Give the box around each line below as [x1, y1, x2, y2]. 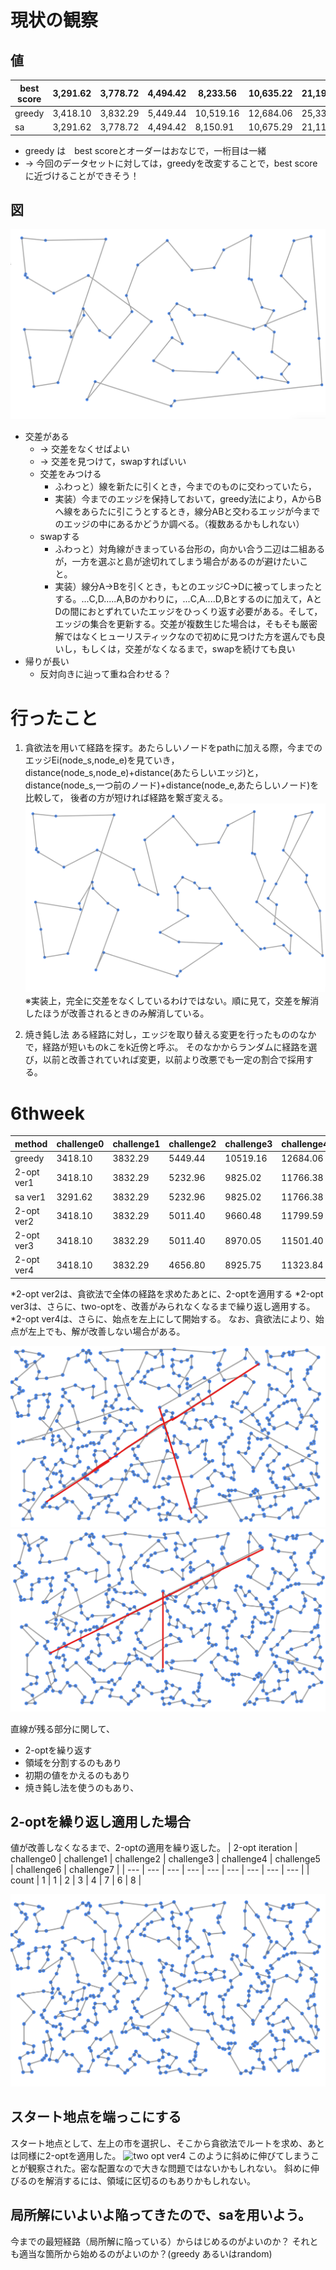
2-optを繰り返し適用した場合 [10, 1814, 191, 1830]
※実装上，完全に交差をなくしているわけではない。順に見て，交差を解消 [24, 995, 320, 1007]
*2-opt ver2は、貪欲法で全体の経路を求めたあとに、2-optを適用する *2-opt [10, 1287, 324, 1300]
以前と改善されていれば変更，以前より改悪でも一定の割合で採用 [42, 1054, 306, 1066]
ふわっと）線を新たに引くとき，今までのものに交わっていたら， [54, 481, 317, 493]
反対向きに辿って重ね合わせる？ [39, 668, 172, 680]
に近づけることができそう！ [24, 169, 140, 181]
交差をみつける [39, 468, 102, 480]
